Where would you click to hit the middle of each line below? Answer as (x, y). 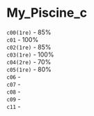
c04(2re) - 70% (29, 61)
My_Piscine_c (47, 13)
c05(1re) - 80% (29, 69)
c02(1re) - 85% (29, 47)
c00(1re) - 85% (29, 32)
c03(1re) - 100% (30, 55)
